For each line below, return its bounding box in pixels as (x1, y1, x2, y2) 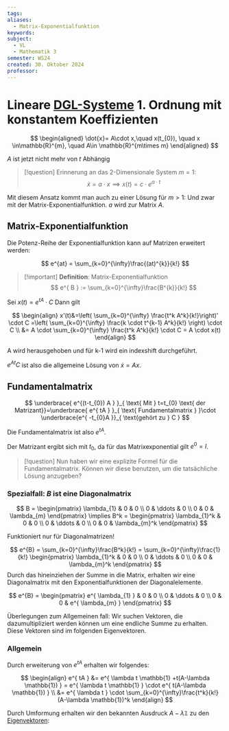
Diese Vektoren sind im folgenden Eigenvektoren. (7, 627, 147, 635)
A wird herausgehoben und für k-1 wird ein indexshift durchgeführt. (7, 346, 197, 354)
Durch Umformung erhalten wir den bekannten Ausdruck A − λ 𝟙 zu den (7, 709, 209, 717)
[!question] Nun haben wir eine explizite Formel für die (23, 457, 178, 465)
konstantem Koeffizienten (7, 111, 159, 127)
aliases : (7, 16, 32, 23)
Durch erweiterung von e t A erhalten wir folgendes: (7, 660, 149, 669)
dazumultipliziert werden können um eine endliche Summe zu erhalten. (7, 619, 208, 628)
